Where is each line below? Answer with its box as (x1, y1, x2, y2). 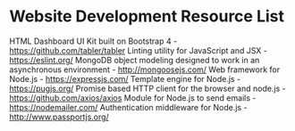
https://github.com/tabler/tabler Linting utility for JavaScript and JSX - (9, 45, 268, 55)
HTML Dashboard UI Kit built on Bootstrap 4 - (9, 36, 178, 46)
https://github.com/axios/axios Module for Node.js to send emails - (9, 92, 257, 103)
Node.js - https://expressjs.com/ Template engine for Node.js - (9, 73, 241, 84)
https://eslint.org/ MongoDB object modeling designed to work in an (9, 54, 260, 65)
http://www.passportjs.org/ (9, 111, 109, 122)
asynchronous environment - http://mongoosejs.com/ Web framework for (9, 64, 280, 75)
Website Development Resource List (9, 6, 284, 27)
